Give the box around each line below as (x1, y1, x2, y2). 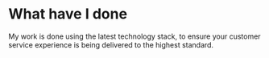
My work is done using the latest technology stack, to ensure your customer (8, 31, 261, 41)
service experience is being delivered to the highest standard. (8, 39, 214, 49)
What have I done (8, 5, 127, 23)
